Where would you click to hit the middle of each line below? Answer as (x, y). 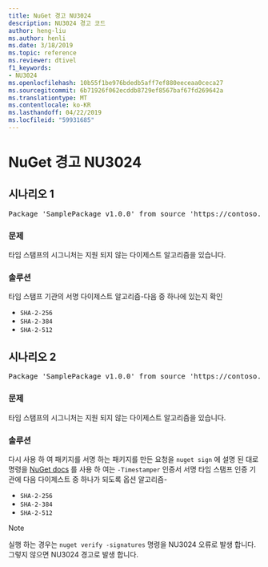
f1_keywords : (30, 68)
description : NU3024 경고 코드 (57, 23)
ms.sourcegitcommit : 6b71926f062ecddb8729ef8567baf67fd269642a (116, 90)
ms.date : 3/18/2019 (41, 46)
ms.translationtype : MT (48, 98)
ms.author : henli (37, 38)
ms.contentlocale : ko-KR (50, 105)
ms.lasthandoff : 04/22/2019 (55, 113)
